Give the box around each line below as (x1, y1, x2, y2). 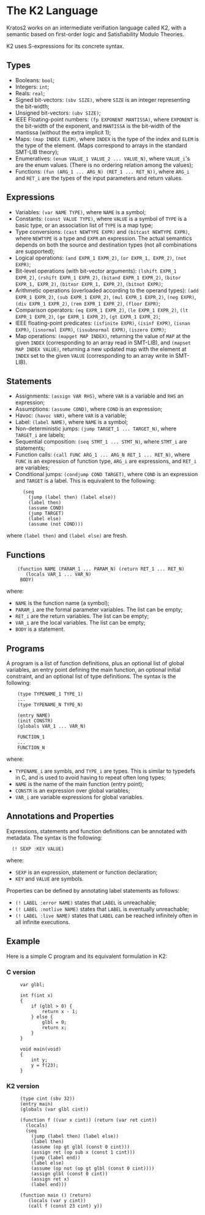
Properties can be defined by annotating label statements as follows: (6, 887, 179, 894)
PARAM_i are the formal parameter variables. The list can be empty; (15, 606, 183, 614)
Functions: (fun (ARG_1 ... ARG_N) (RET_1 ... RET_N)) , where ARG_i (15, 168, 190, 175)
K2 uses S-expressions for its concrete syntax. (6, 42, 124, 50)
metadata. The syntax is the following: (6, 834, 103, 841)
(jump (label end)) (31, 1155, 81, 1161)
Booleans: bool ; (15, 76, 55, 83)
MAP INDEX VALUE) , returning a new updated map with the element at (15, 345, 187, 353)
